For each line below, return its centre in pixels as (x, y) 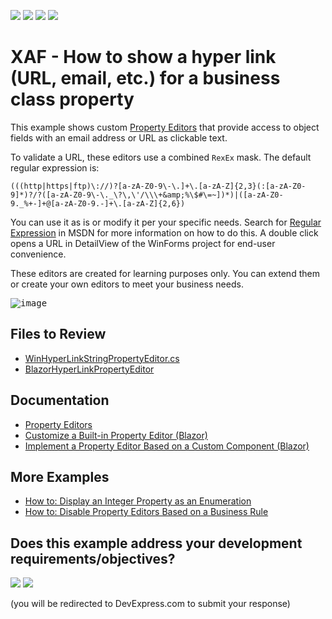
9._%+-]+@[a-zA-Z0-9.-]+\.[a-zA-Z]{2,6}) (98, 203)
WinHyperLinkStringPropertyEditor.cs (102, 358)
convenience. (38, 254)
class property (72, 99)
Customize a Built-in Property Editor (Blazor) (116, 435)
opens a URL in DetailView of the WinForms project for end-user (143, 243)
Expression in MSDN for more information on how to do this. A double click (164, 232)
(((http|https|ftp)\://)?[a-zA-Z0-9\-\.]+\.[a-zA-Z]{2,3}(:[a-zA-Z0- (158, 186)
